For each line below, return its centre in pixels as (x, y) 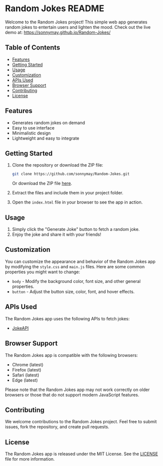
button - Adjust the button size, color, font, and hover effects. (73, 291)
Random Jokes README (55, 9)
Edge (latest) (25, 380)
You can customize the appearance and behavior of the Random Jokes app (80, 261)
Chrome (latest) (28, 364)
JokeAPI (20, 328)
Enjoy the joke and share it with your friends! (57, 235)
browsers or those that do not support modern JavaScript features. (72, 394)
